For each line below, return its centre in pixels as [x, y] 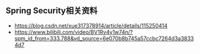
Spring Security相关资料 [52, 11]
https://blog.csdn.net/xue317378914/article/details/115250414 [91, 25]
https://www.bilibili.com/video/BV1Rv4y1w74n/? [73, 32]
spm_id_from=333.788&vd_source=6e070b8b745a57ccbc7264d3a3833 [104, 38]
